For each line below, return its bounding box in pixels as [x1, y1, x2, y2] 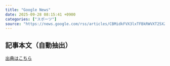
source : [5, 21, 22, 26]
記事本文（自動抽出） [5, 41, 72, 49]
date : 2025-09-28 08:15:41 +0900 [5, 12, 76, 17]
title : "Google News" [5, 7, 51, 12]
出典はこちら [5, 55, 32, 61]
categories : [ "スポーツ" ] [5, 16, 57, 21]
